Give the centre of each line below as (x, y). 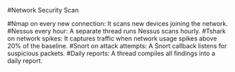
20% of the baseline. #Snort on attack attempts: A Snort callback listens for (117, 46)
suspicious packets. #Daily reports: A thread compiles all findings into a (111, 53)
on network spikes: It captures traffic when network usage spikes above (112, 38)
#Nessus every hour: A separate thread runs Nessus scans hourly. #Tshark (116, 31)
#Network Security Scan (43, 10)
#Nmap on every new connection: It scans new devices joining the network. (117, 23)
